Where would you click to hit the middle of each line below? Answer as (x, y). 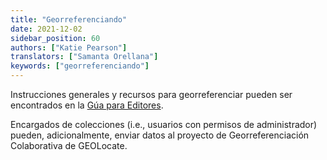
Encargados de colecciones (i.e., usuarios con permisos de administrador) (164, 124)
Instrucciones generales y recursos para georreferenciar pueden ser (151, 94)
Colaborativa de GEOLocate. (69, 145)
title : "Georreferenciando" (69, 19)
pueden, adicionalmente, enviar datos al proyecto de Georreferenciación (160, 135)
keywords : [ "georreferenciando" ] (80, 66)
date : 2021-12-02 (46, 29)
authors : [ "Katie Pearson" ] (69, 47)
